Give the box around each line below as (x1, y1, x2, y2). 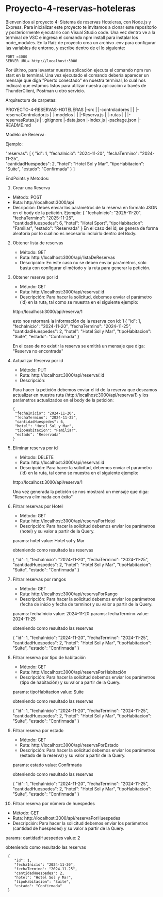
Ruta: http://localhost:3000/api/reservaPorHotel (19, 518, 115, 524)
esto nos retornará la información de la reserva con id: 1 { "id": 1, (12, 318, 141, 324)
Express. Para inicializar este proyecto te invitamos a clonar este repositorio (5, 24, 157, 30)
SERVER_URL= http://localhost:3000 (5, 58, 78, 63)
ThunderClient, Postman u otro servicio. (5, 88, 85, 93)
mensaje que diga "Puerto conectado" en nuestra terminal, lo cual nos (5, 77, 146, 83)
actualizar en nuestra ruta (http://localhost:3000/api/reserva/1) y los (12, 392, 148, 398)
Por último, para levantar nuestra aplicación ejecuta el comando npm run (5, 67, 151, 73)
